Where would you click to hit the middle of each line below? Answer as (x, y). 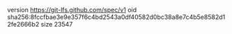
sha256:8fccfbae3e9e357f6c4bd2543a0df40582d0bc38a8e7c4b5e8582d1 (116, 17)
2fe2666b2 (23, 24)
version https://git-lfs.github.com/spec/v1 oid (72, 10)
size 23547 (57, 24)
